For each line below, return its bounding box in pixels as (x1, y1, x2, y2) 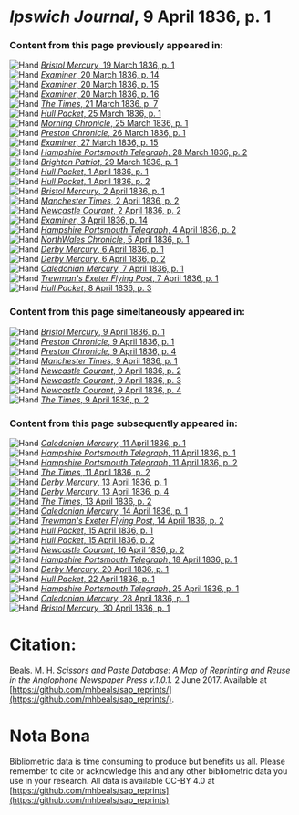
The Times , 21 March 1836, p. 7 (40, 99, 159, 110)
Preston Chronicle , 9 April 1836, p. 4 (40, 345, 177, 357)
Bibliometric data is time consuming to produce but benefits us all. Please (9, 756, 285, 767)
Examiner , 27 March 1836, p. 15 (40, 137, 159, 148)
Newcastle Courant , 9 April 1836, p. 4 (40, 384, 182, 395)
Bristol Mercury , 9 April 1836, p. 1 (40, 326, 166, 337)
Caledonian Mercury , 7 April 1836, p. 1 (40, 263, 184, 275)
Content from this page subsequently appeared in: (9, 417, 239, 430)
